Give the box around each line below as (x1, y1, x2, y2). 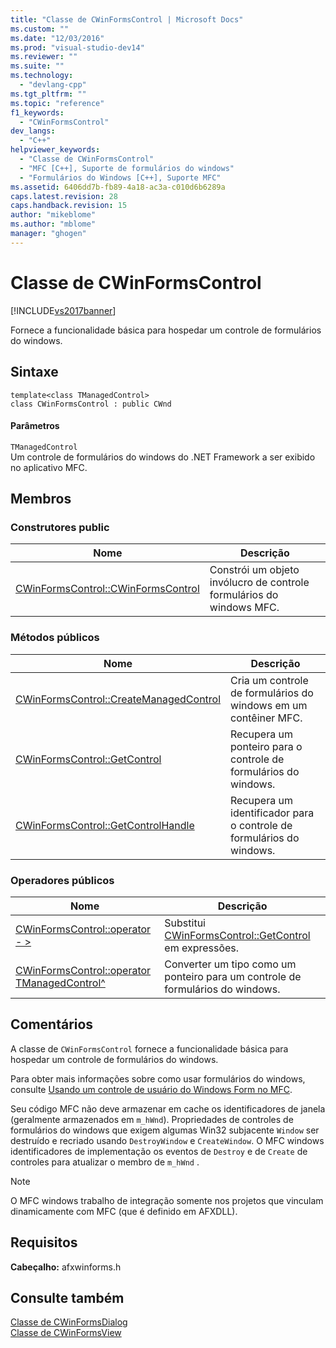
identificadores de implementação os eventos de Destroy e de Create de (10, 1145, 308, 1157)
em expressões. (164, 941, 240, 955)
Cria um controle (230, 673, 309, 687)
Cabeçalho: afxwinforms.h (10, 1261, 122, 1273)
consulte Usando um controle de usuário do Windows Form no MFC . (10, 1083, 293, 1095)
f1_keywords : (10, 107, 65, 118)
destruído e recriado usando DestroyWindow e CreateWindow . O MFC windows (10, 1134, 325, 1146)
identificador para (230, 806, 315, 820)
